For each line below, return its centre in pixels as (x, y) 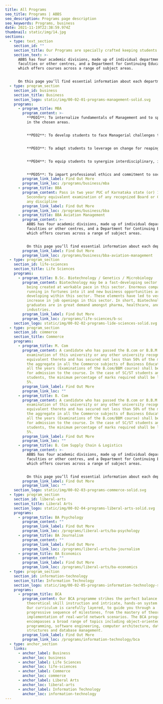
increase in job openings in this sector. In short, (81, 301)
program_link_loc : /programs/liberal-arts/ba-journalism (81, 549)
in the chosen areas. (48, 122)
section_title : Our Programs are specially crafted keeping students (86, 50)
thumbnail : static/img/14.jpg (36, 32)
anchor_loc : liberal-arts (49, 685)
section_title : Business (39, 95)
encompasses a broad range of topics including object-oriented (93, 621)
